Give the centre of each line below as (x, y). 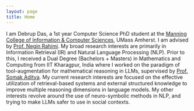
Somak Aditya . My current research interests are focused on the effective (94, 77)
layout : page (22, 11)
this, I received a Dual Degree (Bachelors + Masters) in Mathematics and (93, 58)
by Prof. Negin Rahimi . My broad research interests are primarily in (86, 46)
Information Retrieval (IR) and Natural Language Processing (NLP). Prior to (96, 52)
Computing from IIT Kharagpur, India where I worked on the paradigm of (93, 64)
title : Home (20, 17)
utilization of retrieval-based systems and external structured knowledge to (97, 83)
